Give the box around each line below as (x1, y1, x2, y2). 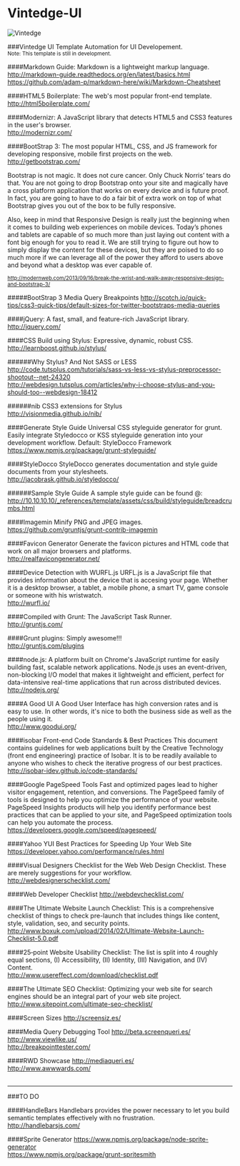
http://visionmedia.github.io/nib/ (7, 409, 102, 418)
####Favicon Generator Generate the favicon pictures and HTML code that (7, 539, 229, 548)
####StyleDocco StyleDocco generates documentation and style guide (7, 459, 218, 468)
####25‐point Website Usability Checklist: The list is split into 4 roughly (7, 948, 219, 956)
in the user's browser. (7, 120, 71, 129)
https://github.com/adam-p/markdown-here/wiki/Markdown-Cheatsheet (7, 77, 221, 86)
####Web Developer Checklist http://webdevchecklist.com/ (7, 890, 184, 898)
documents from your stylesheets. (7, 467, 109, 476)
